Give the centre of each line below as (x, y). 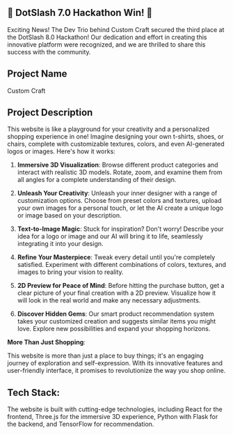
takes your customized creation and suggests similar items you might (116, 321)
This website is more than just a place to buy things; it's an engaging (105, 356)
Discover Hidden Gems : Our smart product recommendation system (115, 314)
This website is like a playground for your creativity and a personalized (109, 129)
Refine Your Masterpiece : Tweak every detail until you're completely (116, 257)
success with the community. (49, 52)
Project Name (37, 74)
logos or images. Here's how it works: (62, 151)
